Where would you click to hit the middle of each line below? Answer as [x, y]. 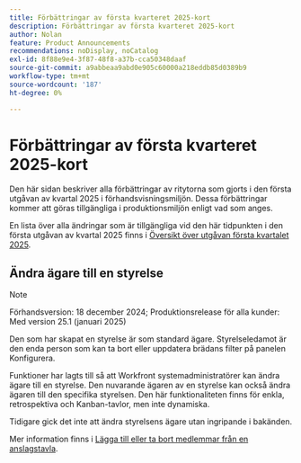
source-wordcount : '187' [56, 85]
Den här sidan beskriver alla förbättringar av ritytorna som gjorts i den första [150, 189]
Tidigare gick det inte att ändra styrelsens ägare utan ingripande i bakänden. [151, 422]
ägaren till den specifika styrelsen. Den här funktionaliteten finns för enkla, [147, 395]
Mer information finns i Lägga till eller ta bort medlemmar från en [129, 439]
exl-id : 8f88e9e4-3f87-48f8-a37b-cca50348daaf [98, 59]
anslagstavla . [34, 449]
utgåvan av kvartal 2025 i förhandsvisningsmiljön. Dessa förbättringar [138, 199]
